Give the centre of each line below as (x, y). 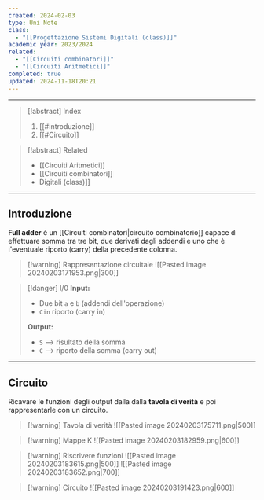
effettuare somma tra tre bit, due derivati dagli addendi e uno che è (117, 241)
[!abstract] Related (57, 149)
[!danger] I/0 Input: (59, 289)
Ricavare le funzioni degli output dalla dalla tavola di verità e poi (112, 402)
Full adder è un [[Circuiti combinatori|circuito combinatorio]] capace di (123, 233)
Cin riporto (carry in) (72, 312)
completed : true (35, 74)
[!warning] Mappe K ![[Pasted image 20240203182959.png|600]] (133, 440)
